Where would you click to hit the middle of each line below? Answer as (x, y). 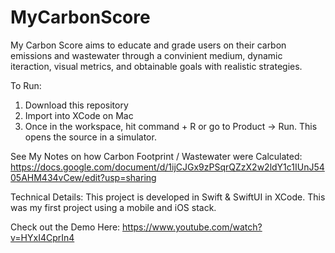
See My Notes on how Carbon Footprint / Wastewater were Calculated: (156, 156)
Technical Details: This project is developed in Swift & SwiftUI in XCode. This (168, 197)
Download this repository (76, 105)
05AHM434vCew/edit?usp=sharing (83, 177)
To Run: (26, 85)
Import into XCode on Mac (79, 115)
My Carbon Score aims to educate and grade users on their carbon (148, 45)
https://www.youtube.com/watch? (192, 227)
